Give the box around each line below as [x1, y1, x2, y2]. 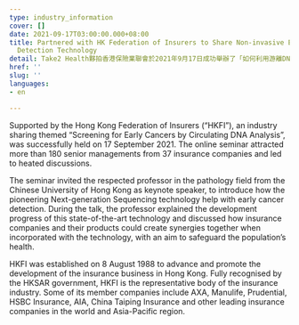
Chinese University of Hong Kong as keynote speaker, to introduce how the [9, 184, 286, 195]
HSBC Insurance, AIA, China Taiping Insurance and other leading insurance [9, 296, 285, 307]
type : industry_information [9, 12, 114, 22]
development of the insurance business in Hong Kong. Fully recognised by [9, 268, 282, 279]
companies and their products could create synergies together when [9, 222, 261, 232]
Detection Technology [17, 46, 98, 55]
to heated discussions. [9, 158, 93, 168]
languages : [9, 79, 50, 88]
